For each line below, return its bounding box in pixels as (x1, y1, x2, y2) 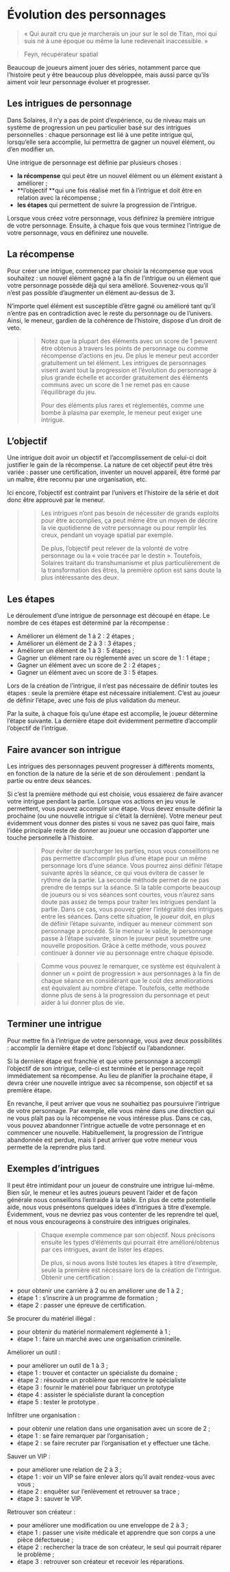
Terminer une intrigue (7, 1018, 102, 1030)
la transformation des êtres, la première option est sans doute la (40, 566, 222, 575)
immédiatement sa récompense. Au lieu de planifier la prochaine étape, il (7, 1071, 213, 1080)
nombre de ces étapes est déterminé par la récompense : (7, 619, 169, 627)
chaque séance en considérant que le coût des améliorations (40, 977, 214, 984)
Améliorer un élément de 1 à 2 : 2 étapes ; (16, 632, 135, 640)
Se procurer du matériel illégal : (7, 1314, 96, 1322)
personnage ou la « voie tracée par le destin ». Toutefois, (40, 551, 202, 560)
